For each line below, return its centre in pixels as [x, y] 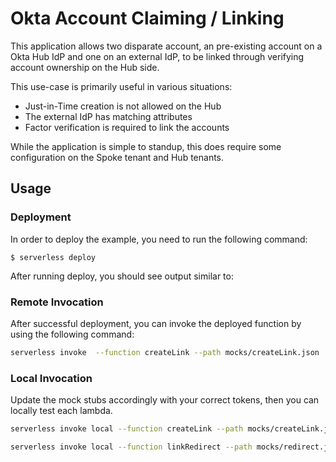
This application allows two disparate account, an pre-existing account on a [166, 46]
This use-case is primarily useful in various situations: [121, 86]
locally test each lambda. [61, 411]
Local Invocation [51, 378]
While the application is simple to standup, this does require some [146, 146]
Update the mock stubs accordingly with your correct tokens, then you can [165, 400]
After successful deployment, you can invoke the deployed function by [156, 323]
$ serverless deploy [53, 257]
